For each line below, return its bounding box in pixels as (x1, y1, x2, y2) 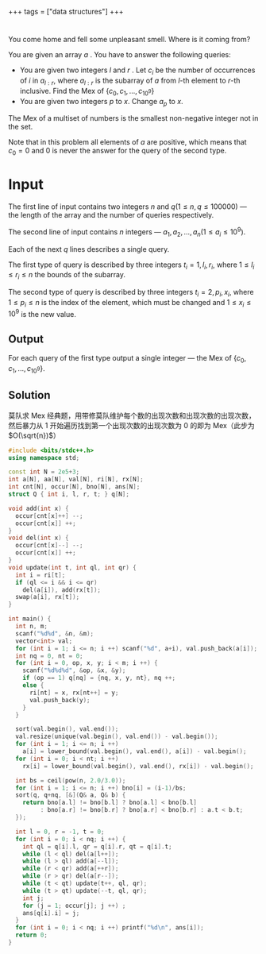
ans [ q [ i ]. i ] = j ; (22, 909, 80, 917)
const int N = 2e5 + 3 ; (8, 468, 80, 476)
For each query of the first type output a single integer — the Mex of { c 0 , (8, 353, 247, 365)
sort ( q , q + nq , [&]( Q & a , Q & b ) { (15, 791, 126, 799)
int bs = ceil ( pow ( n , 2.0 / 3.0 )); (15, 776, 126, 785)
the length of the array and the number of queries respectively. (8, 210, 214, 220)
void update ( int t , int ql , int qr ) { (8, 563, 137, 571)
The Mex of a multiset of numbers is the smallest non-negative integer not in (8, 114, 259, 123)
